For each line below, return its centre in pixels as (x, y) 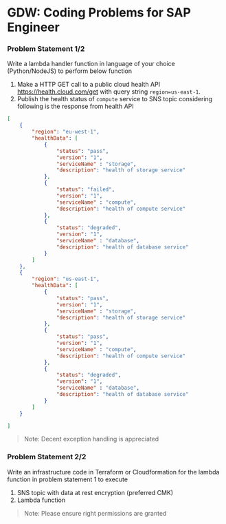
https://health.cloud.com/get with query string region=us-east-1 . (109, 92)
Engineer (33, 27)
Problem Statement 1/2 (46, 49)
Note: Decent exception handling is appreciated (91, 439)
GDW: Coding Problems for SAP (99, 13)
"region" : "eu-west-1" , (66, 132)
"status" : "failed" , (86, 190)
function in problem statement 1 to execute (68, 479)
